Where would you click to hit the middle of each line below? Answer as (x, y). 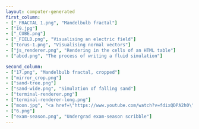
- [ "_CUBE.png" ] (26, 34)
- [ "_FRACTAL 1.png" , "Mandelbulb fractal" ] (61, 23)
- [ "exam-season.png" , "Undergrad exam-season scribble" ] (79, 117)
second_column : (24, 67)
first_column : (23, 17)
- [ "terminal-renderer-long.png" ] (48, 100)
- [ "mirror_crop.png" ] (34, 78)
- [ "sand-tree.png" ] (31, 83)
